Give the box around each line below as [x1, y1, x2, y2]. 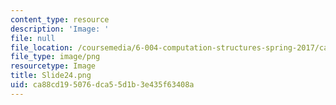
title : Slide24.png [10, 71, 92, 81]
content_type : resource [10, 14, 110, 25]
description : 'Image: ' [10, 24, 110, 34]
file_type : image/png [10, 52, 101, 62]
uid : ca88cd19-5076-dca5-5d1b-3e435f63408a [10, 80, 195, 90]
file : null [10, 33, 56, 43]
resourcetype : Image [10, 61, 97, 71]
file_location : [10, 42, 74, 53]
